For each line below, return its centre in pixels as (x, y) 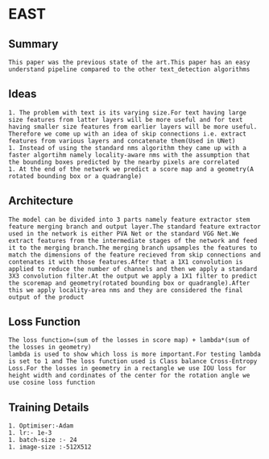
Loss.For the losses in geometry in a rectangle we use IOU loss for (128, 369)
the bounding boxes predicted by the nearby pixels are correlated (124, 162)
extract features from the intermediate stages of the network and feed (133, 240)
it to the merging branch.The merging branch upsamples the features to (133, 248)
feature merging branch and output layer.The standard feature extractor (135, 227)
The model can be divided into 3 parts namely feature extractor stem (129, 219)
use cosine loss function (52, 383)
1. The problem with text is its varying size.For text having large (128, 113)
